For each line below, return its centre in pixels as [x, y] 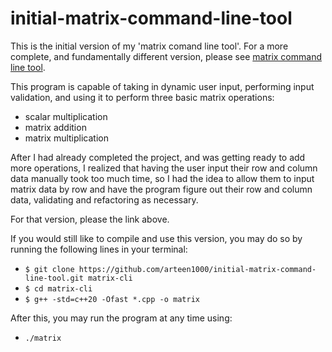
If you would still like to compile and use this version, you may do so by [156, 238]
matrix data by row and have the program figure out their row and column [161, 189]
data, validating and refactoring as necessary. [104, 199]
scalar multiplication [66, 116]
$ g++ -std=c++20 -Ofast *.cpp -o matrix [112, 299]
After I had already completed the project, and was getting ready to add [158, 157]
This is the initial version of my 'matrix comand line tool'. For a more [149, 46]
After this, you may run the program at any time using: [121, 318]
